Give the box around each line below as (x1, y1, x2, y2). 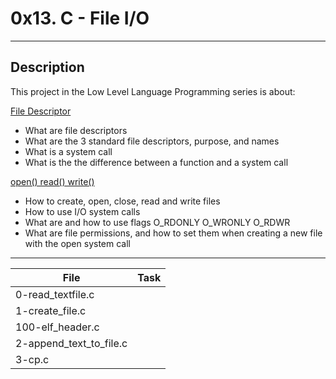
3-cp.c (15, 352, 50, 366)
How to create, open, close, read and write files (24, 195, 221, 207)
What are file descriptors (24, 124, 128, 136)
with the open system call (24, 237, 131, 249)
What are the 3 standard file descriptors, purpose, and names (24, 135, 280, 147)
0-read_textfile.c (15, 287, 95, 301)
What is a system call (24, 145, 113, 157)
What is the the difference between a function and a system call (24, 156, 289, 168)
